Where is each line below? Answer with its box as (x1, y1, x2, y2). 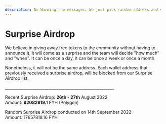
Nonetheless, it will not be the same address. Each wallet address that (5, 64, 148, 70)
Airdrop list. (5, 75, 29, 81)
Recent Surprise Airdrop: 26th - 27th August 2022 (5, 94, 108, 100)
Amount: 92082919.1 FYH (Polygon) (5, 99, 79, 105)
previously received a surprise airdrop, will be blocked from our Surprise (5, 70, 153, 76)
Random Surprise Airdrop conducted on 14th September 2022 (5, 109, 132, 115)
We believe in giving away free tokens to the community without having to (5, 45, 156, 51)
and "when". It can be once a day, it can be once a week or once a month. (5, 55, 156, 61)
